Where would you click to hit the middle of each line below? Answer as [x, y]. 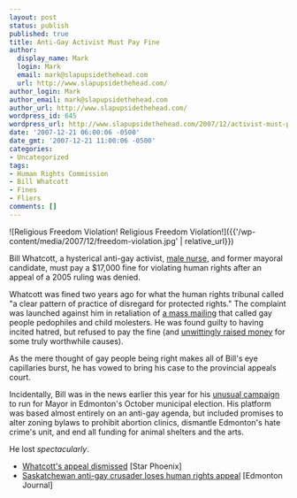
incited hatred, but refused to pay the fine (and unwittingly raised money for [147, 332]
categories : [31, 149]
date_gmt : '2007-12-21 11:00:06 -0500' [83, 141]
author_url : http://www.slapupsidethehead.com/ [99, 108]
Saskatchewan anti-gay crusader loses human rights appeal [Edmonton [152, 475]
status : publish [39, 26]
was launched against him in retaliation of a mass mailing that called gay [141, 313]
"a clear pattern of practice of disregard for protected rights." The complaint [148, 303]
